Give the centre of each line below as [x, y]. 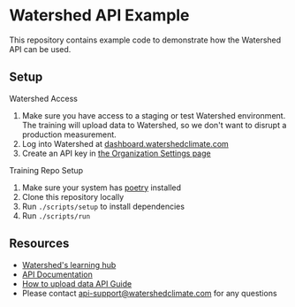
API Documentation [57, 274]
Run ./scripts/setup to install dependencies [103, 206]
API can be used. [40, 49]
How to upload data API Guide [77, 283]
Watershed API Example [99, 15]
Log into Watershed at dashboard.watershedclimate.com [125, 143]
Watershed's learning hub [69, 265]
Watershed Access [43, 98]
